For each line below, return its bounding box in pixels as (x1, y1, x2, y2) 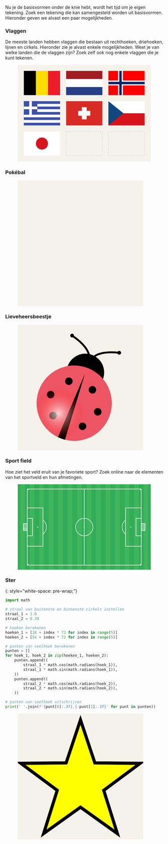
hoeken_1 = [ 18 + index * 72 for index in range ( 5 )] (5, 630, 118, 635)
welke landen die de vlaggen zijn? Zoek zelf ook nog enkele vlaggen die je (5, 50, 159, 56)
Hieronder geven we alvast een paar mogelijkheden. (5, 15, 113, 21)
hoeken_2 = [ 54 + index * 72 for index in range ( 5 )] (5, 634, 118, 640)
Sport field (5, 457, 32, 464)
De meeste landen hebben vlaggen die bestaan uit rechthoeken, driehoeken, (5, 39, 163, 45)
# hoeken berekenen (5, 625, 46, 630)
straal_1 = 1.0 (5, 612, 37, 617)
